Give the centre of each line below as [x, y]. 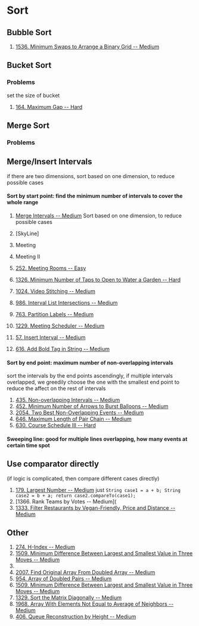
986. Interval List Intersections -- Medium [66, 303]
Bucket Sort [29, 65]
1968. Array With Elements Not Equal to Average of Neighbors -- [94, 604]
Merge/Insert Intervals [49, 162]
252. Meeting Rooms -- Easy [51, 268]
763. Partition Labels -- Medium [55, 314]
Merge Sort [28, 126]
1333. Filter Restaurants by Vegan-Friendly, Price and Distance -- [95, 507]
